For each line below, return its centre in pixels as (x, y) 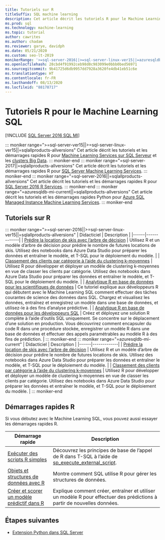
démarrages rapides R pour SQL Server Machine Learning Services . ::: (76, 171)
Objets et (18, 471)
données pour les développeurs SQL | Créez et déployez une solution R (77, 313)
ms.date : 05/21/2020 (26, 51)
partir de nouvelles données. (86, 503)
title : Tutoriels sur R (29, 10)
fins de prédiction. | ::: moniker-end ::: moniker (52, 339)
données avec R (26, 483)
